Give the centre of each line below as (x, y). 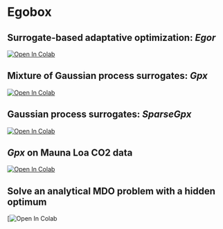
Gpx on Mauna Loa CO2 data (70, 153)
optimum (27, 202)
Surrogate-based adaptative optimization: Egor (111, 38)
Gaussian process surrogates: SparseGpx (99, 114)
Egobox (29, 12)
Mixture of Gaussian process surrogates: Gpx (107, 76)
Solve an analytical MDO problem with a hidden (111, 191)
